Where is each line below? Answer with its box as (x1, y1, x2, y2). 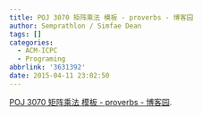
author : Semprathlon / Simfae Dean (9, 21, 142, 30)
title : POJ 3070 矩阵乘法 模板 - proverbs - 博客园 (9, 12, 194, 22)
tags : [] (9, 29, 42, 38)
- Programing (17, 54, 66, 63)
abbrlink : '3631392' (9, 63, 87, 72)
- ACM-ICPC (17, 46, 58, 55)
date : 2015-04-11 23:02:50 (9, 71, 110, 80)
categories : (9, 37, 54, 47)
